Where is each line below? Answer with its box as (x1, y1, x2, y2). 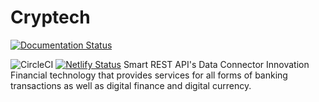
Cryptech (10, 6, 91, 29)
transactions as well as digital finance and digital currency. (10, 79, 252, 91)
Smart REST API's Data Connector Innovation (123, 58, 310, 70)
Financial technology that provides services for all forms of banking (10, 69, 288, 81)
